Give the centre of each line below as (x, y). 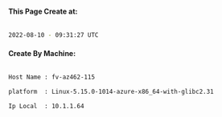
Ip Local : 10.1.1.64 (46, 107)
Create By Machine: (42, 53)
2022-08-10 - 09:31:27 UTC (53, 35)
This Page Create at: (43, 11)
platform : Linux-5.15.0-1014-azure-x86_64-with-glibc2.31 (111, 92)
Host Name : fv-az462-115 (51, 77)
